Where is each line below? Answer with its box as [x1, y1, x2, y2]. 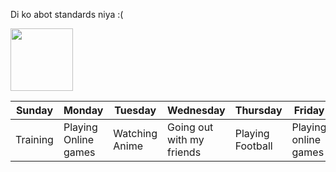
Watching [113, 127, 158, 140]
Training [15, 133, 54, 146]
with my [167, 133, 205, 146]
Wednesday [167, 104, 226, 117]
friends [167, 145, 202, 159]
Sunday [15, 104, 54, 117]
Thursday [234, 104, 283, 117]
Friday [293, 104, 325, 117]
